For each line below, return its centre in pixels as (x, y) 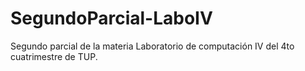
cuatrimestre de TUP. (54, 56)
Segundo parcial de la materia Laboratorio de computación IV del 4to (152, 46)
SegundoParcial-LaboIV (111, 18)
